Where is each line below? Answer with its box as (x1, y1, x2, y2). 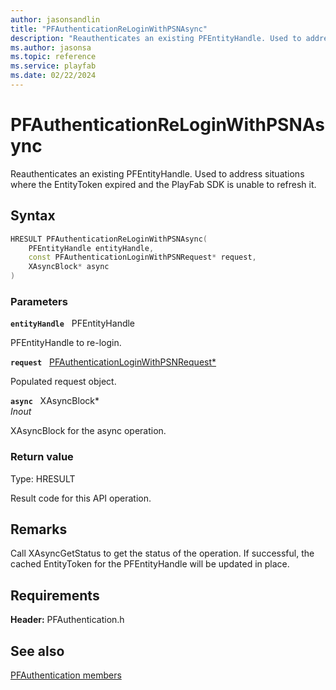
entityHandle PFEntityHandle (10, 317, 136, 330)
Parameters (10, 294, 68, 308)
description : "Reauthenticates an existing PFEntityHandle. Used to (10, 33, 302, 43)
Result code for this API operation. (10, 492, 152, 504)
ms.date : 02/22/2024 (10, 71, 97, 81)
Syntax (10, 207, 56, 225)
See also (10, 642, 65, 660)
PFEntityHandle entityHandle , (28, 243, 155, 253)
